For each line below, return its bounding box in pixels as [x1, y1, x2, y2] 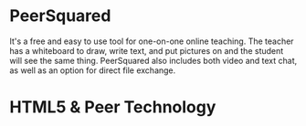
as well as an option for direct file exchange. [9, 65, 176, 76]
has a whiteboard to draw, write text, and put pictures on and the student [9, 45, 284, 56]
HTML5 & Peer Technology [9, 97, 216, 118]
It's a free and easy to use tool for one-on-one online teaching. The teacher [9, 36, 294, 47]
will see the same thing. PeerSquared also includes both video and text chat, [9, 55, 298, 66]
